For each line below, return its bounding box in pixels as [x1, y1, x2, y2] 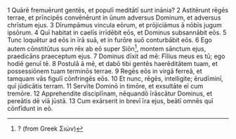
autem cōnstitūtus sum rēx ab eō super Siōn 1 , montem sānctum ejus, [7, 44, 206, 53]
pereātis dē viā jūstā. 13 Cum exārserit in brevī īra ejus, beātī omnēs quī [7, 96, 214, 105]
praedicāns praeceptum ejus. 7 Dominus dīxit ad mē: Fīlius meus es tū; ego [7, 52, 225, 60]
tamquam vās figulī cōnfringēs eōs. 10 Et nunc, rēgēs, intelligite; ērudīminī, [7, 74, 223, 83]
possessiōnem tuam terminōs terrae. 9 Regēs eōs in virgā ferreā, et [7, 67, 202, 75]
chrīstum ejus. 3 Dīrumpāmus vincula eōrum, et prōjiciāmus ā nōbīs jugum [7, 21, 223, 29]
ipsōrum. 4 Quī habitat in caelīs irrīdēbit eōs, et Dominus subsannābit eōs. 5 [7, 28, 227, 37]
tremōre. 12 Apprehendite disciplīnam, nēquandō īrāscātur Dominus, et [7, 89, 213, 98]
